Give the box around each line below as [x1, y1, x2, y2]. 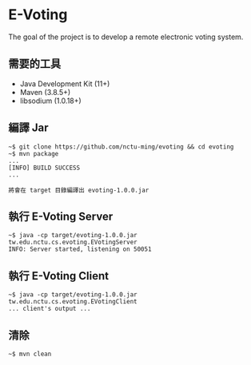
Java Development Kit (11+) [19, 78, 110, 89]
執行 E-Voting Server [8, 209, 114, 223]
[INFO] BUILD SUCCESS [8, 164, 81, 172]
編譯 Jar [8, 121, 49, 135]
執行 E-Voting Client [8, 269, 110, 283]
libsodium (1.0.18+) [19, 96, 82, 105]
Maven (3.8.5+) [19, 87, 71, 97]
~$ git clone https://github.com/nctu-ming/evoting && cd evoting [8, 142, 234, 151]
